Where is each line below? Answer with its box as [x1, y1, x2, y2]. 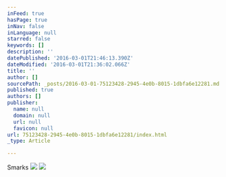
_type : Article [7, 138, 51, 145]
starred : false [7, 36, 51, 43]
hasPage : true [7, 16, 48, 23]
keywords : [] [7, 42, 45, 49]
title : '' [7, 67, 36, 74]
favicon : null [13, 125, 54, 132]
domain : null [13, 112, 51, 119]
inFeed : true [7, 10, 45, 17]
